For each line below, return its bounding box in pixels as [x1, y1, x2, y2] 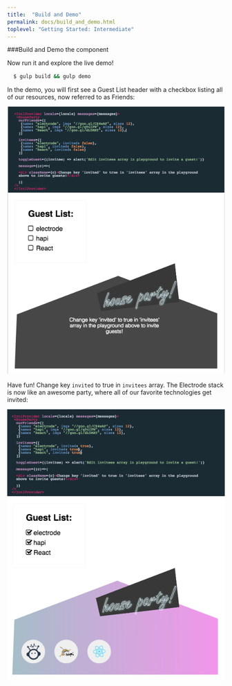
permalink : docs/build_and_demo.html [7, 18, 116, 26]
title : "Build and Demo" [7, 11, 81, 18]
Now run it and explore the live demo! [7, 59, 114, 67]
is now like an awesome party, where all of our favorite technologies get [7, 388, 212, 397]
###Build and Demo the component [7, 46, 109, 54]
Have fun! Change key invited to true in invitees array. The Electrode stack [7, 381, 224, 389]
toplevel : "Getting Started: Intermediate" [7, 26, 135, 32]
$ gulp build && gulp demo [13, 73, 91, 80]
